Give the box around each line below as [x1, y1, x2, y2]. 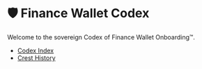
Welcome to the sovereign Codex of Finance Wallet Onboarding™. [7, 32, 195, 41]
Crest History [17, 53, 56, 62]
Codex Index [17, 46, 54, 55]
